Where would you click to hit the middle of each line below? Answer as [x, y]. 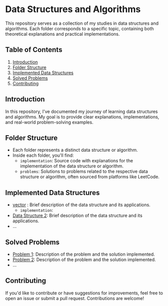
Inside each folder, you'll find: [43, 155]
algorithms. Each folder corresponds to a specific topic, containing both [80, 28]
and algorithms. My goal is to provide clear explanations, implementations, [82, 116]
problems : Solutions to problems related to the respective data [84, 171]
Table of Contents [34, 50]
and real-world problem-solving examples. [49, 122]
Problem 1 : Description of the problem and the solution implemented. [83, 254]
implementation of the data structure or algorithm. [72, 166]
